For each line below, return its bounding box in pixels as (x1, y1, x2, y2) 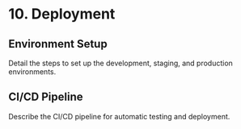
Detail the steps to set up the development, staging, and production (8, 58, 233, 68)
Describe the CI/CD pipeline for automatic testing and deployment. (8, 111, 230, 121)
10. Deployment (8, 5, 116, 23)
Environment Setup (8, 37, 108, 51)
